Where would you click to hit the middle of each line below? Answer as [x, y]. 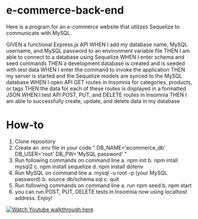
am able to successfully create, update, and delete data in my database [93, 101]
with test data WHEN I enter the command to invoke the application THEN [96, 69]
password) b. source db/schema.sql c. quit [67, 179]
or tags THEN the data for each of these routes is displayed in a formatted [96, 88]
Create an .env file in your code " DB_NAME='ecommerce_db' [90, 147]
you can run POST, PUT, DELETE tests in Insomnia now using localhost [101, 191]
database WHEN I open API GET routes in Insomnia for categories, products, [99, 82]
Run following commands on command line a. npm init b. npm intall [96, 160]
